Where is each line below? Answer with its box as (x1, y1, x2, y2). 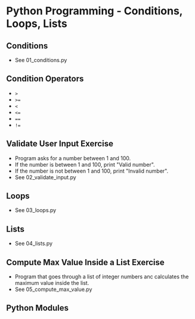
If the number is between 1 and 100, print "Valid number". (14, 161, 155, 168)
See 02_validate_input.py (14, 173, 76, 180)
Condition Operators (6, 73, 84, 84)
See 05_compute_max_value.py (14, 286, 92, 293)
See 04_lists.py (14, 240, 52, 247)
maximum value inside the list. (14, 280, 89, 287)
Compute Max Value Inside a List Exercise (6, 257, 165, 267)
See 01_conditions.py (14, 57, 67, 63)
